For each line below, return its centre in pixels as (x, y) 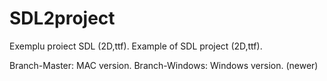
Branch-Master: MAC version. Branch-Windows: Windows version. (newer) (164, 65)
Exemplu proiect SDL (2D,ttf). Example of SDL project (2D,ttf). (136, 46)
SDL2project (62, 18)
